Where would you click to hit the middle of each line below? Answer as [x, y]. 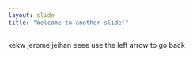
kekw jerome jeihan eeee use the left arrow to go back [97, 45]
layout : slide [32, 15]
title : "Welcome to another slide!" [68, 23]
